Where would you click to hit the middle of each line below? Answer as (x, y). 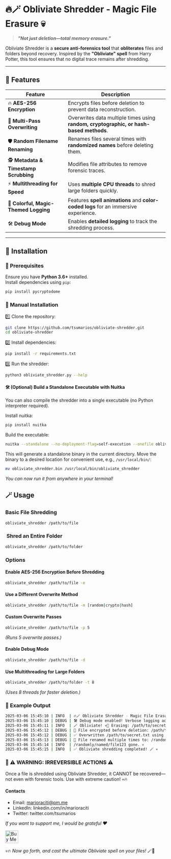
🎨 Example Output (28, 705)
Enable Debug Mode (27, 649)
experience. (82, 213)
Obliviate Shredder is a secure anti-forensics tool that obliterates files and (84, 48)
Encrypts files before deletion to (106, 103)
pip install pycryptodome (33, 292)
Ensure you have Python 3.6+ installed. (47, 277)
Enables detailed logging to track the (112, 221)
